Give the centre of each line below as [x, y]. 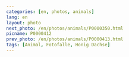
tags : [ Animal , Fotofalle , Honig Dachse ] [58, 45]
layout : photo [24, 23]
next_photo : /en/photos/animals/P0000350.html [65, 28]
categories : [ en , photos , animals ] [50, 12]
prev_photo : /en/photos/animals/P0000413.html [65, 39]
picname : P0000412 [29, 34]
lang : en [17, 17]
